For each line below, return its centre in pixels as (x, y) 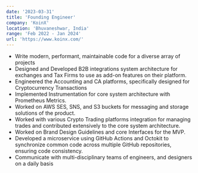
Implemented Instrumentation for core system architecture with (92, 94)
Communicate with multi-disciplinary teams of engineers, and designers (103, 157)
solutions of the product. (45, 113)
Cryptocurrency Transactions (51, 88)
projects (25, 62)
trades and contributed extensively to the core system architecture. (98, 126)
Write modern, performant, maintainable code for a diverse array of (98, 56)
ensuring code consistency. (49, 151)
